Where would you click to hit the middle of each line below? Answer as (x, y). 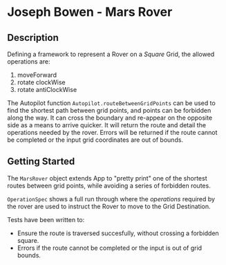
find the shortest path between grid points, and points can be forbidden (109, 110)
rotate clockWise (41, 82)
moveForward (37, 75)
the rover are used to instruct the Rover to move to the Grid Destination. (109, 206)
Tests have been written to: (46, 219)
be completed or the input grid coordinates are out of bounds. (95, 140)
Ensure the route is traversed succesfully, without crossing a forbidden (118, 233)
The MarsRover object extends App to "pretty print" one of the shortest (107, 178)
